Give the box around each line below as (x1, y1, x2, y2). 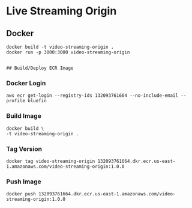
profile (6, 98, 26, 104)
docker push (6, 191, 36, 197)
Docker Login (6, 79, 46, 87)
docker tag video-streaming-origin (6, 158, 95, 164)
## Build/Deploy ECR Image (6, 65, 74, 71)
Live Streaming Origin (6, 4, 117, 18)
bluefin (28, 98, 47, 104)
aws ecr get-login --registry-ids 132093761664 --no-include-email (6, 93, 179, 99)
